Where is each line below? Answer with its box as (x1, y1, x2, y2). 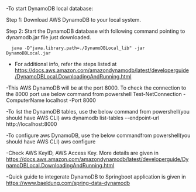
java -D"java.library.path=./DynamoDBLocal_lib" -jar (11, 45, 145, 51)
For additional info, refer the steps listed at (14, 61, 117, 67)
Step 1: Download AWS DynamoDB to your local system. (6, 16, 142, 23)
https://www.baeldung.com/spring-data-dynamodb (6, 180, 130, 186)
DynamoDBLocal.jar (6, 50, 51, 56)
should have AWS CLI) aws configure (6, 138, 96, 145)
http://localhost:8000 (6, 121, 57, 128)
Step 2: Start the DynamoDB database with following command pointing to (6, 28, 185, 35)
